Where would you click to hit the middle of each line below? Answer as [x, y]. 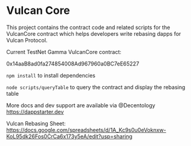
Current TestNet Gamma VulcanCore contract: [64, 51]
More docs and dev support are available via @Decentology [81, 105]
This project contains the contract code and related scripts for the [88, 27]
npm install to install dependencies [51, 75]
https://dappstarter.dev [35, 111]
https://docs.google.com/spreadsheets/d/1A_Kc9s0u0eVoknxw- [86, 130]
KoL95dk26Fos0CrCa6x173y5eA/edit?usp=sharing [70, 136]
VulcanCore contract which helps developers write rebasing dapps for [94, 33]
